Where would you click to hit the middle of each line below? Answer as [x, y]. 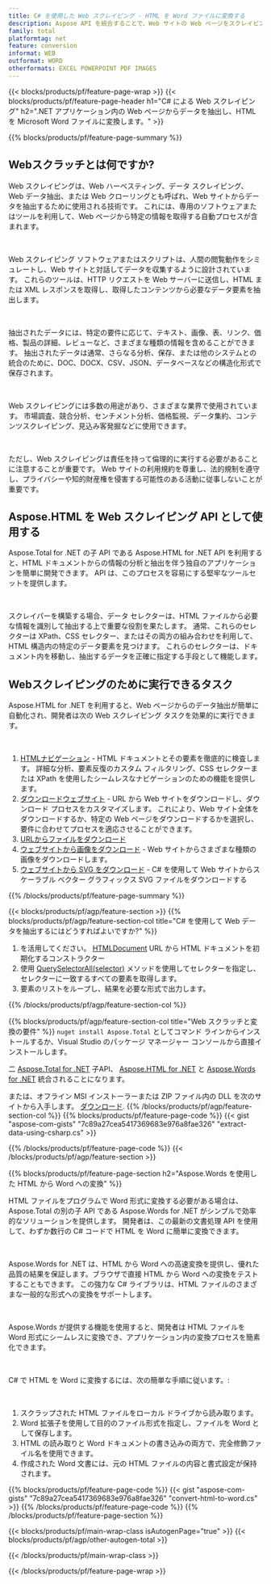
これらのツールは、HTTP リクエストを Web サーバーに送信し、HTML [139, 279]
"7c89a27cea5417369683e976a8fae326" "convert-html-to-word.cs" [144, 1498]
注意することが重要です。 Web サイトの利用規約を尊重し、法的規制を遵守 [138, 469]
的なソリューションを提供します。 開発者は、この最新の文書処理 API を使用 [133, 1221]
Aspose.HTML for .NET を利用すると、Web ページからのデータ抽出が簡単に [134, 706]
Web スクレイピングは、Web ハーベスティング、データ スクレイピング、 [128, 186]
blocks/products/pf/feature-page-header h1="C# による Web [110, 101]
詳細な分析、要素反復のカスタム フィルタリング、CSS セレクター [144, 769]
